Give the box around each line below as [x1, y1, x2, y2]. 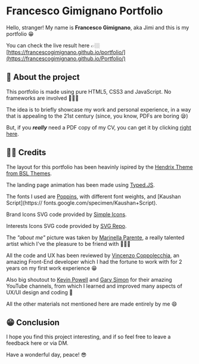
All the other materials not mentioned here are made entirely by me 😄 [6, 300, 178, 307]
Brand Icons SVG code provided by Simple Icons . [6, 211, 127, 218]
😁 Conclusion [6, 317, 60, 328]
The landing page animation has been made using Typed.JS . [6, 181, 155, 189]
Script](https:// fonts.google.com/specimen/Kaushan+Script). [6, 199, 158, 206]
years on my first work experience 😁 [6, 264, 97, 272]
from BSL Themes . [6, 169, 52, 177]
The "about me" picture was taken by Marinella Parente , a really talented [6, 234, 185, 241]
